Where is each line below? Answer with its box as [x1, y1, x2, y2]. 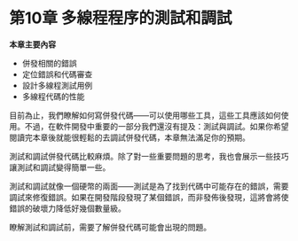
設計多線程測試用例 [21, 80, 93, 90]
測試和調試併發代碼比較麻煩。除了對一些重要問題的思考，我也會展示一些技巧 [9, 151, 289, 161]
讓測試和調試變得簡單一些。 [9, 161, 111, 173]
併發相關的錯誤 [21, 58, 77, 68]
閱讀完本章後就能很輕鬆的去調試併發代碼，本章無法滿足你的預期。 [9, 132, 250, 143]
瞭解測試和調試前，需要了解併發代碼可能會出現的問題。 [9, 222, 211, 232]
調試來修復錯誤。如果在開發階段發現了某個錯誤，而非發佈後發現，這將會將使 [9, 191, 289, 202]
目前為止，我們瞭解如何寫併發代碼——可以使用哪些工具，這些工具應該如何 [9, 110, 281, 120]
